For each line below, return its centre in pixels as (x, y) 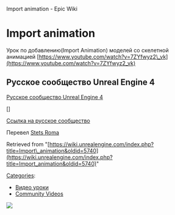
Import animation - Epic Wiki (42, 9)
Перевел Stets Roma (33, 132)
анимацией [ (23, 57)
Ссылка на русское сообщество (48, 121)
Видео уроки (32, 187)
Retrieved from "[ (28, 144)
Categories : (21, 175)
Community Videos (39, 194)
